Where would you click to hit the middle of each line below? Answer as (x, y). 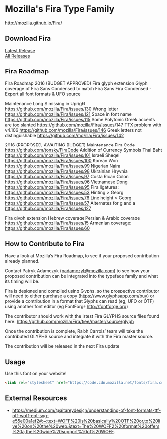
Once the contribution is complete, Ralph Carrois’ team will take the (74, 331)
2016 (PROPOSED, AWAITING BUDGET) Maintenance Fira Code (70, 145)
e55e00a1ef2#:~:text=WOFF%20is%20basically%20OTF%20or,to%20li (86, 421)
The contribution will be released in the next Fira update (62, 346)
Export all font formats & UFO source (43, 94)
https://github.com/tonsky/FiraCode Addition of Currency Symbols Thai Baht (83, 150)
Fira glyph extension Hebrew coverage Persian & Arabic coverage (73, 218)
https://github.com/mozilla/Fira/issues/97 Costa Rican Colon (67, 176)
